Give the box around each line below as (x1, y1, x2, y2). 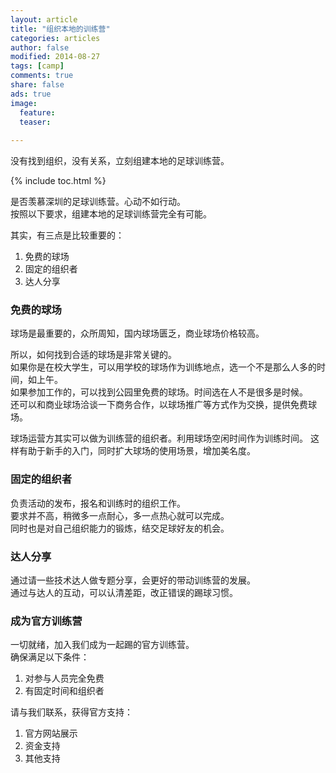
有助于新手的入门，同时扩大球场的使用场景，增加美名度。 (18, 445, 256, 457)
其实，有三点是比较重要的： (10, 229, 125, 241)
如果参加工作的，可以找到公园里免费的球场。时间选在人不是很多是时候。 (10, 386, 308, 398)
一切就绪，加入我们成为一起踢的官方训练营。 (10, 639, 195, 651)
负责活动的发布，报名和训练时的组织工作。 (10, 497, 186, 509)
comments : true (10, 71, 74, 81)
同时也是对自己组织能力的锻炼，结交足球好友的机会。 (10, 522, 230, 534)
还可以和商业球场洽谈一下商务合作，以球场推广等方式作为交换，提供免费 (10, 399, 308, 411)
